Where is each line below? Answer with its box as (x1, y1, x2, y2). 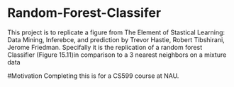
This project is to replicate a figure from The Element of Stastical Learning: (7, 28, 225, 36)
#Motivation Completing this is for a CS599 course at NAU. (7, 72, 179, 80)
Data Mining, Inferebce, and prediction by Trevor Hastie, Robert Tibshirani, (7, 35, 225, 43)
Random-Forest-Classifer (7, 5, 162, 21)
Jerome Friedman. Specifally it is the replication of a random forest (7, 43, 203, 51)
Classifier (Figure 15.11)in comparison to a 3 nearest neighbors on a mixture (7, 51, 227, 59)
